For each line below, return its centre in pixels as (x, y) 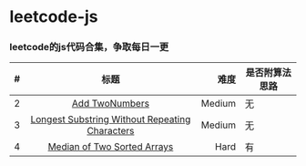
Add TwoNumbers (111, 104)
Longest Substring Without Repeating (111, 119)
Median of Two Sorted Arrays (111, 147)
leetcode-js (54, 17)
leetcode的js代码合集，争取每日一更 (89, 47)
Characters (110, 131)
